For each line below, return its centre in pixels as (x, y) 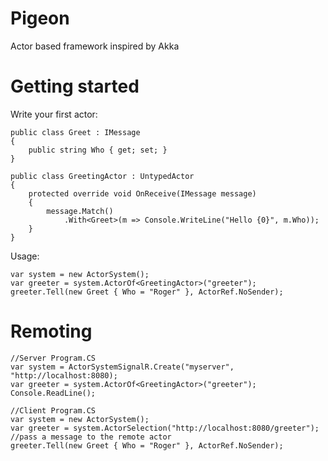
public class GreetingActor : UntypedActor (102, 176)
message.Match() (80, 211)
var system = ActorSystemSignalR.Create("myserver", (122, 367)
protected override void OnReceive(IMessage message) (142, 193)
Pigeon (40, 18)
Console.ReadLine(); (53, 393)
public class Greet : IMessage (75, 132)
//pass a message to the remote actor (91, 437)
